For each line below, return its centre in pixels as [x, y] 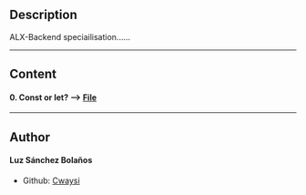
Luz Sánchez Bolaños [51, 160]
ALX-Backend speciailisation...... [70, 36]
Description [43, 15]
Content [33, 74]
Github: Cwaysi [51, 180]
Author [30, 137]
